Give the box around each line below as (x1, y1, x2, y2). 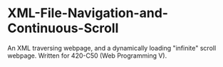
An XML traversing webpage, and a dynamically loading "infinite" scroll (7, 43, 217, 52)
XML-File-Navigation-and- (7, 5, 169, 21)
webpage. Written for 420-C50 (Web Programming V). (7, 51, 167, 60)
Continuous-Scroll (7, 20, 119, 36)
